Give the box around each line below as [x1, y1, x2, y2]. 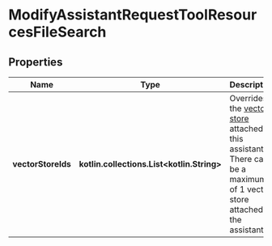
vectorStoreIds [12, 159, 71, 169]
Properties [8, 55, 63, 69]
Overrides [229, 93, 268, 104]
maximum [229, 174, 267, 184]
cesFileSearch [8, 23, 107, 41]
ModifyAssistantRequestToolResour [8, 6, 257, 24]
